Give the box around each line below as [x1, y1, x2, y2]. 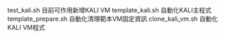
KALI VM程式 [7, 23, 45, 31]
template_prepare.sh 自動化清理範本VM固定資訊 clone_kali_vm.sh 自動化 [7, 15, 219, 23]
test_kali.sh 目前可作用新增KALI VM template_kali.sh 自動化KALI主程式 [7, 6, 212, 14]
